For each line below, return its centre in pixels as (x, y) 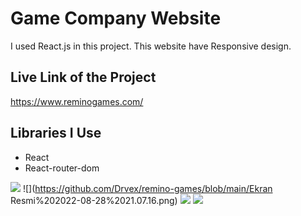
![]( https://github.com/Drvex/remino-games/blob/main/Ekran (147, 188)
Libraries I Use (56, 133)
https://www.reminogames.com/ (77, 101)
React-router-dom (62, 168)
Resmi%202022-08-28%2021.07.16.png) (94, 200)
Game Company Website (116, 18)
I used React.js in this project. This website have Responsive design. (151, 46)
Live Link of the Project (83, 77)
